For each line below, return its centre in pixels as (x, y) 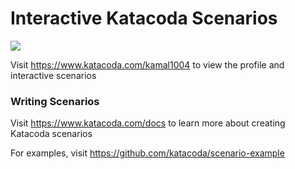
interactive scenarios (53, 75)
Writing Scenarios (55, 101)
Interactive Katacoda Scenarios (144, 18)
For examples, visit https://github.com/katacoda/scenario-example (147, 153)
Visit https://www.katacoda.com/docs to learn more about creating (148, 123)
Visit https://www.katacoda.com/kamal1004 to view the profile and (147, 64)
